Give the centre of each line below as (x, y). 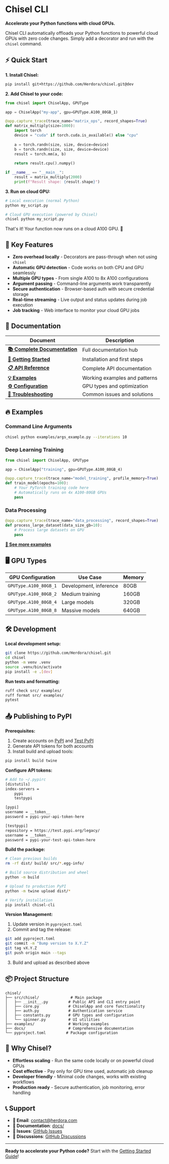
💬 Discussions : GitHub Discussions (49, 1137)
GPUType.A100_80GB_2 (32, 594)
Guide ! (12, 1156)
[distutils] (18, 784)
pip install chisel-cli (30, 905)
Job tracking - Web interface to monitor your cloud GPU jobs (76, 311)
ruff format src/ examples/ (35, 695)
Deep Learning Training (34, 450)
